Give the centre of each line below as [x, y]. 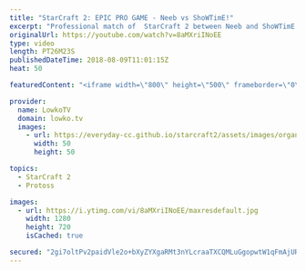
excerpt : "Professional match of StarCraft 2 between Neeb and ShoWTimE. [154, 26]
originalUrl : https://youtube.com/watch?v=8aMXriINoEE [116, 35]
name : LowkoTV [44, 110]
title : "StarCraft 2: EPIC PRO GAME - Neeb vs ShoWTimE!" [122, 18]
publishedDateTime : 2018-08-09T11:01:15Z [89, 60]
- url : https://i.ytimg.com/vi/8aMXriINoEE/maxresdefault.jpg [138, 210]
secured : [26, 252]
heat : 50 [26, 69]
